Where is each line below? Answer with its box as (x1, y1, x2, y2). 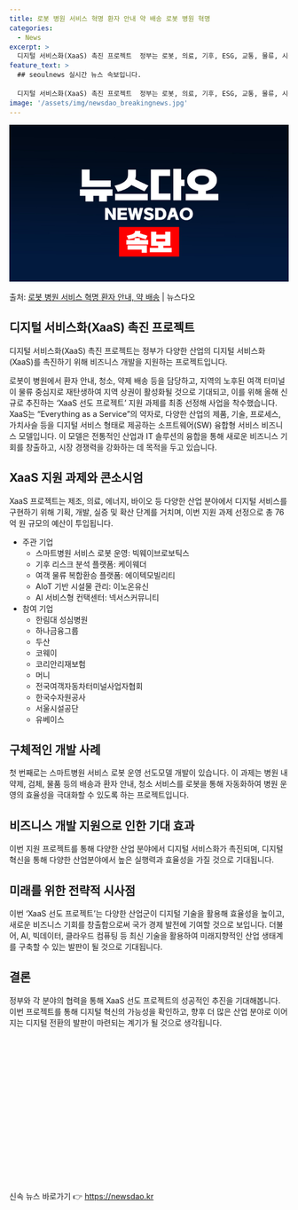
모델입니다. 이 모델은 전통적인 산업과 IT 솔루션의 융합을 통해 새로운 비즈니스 (18, 430, 279, 441)
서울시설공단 (35, 703, 79, 713)
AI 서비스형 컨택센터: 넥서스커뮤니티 (35, 592, 160, 602)
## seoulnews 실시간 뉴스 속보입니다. (17, 71, 142, 80)
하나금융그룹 (35, 625, 79, 636)
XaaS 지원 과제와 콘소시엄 (9, 470, 144, 485)
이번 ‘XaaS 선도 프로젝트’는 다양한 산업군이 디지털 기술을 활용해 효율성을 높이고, (9, 908, 286, 919)
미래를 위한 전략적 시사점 (9, 883, 136, 898)
